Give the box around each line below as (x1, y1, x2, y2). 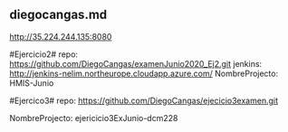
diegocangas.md (9, 7, 108, 23)
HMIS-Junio (9, 77, 54, 89)
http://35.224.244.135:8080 (9, 31, 112, 42)
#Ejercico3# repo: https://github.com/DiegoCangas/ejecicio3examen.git (9, 95, 279, 106)
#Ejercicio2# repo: (9, 49, 79, 60)
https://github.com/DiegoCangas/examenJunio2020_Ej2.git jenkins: (9, 58, 263, 69)
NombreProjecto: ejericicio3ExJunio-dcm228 (9, 112, 178, 123)
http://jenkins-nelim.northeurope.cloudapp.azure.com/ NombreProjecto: (9, 68, 279, 79)
